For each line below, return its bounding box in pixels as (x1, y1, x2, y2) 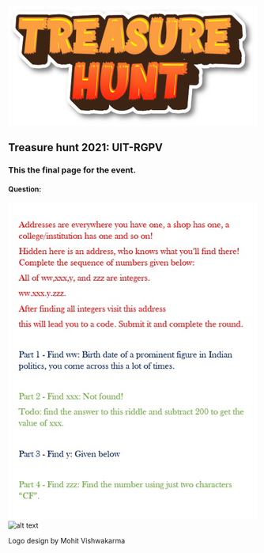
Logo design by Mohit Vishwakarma (8, 536, 126, 545)
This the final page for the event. (8, 165, 137, 176)
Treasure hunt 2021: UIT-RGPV (8, 141, 164, 154)
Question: (8, 184, 42, 194)
